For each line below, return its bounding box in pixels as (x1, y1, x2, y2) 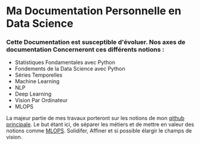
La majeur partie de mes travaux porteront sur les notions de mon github (6, 115, 185, 122)
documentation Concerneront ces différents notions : (6, 46, 165, 54)
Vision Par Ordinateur (14, 97, 68, 104)
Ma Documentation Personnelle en (6, 4, 181, 18)
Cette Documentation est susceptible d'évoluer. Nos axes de (6, 38, 186, 46)
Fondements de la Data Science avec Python (14, 65, 125, 72)
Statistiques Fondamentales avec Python (14, 59, 115, 66)
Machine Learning (14, 78, 60, 85)
